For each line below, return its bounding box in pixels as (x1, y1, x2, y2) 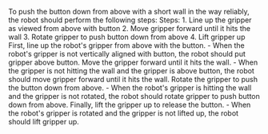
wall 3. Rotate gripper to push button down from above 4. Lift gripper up (8, 32, 246, 41)
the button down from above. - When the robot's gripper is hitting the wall (8, 83, 252, 93)
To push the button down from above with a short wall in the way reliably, (8, 7, 250, 16)
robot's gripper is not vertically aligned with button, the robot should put (8, 49, 246, 58)
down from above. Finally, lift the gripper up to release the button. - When (8, 100, 251, 109)
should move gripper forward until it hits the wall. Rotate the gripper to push (8, 75, 258, 84)
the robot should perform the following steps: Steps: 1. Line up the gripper (8, 15, 252, 25)
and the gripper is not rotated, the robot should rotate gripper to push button (8, 92, 260, 100)
